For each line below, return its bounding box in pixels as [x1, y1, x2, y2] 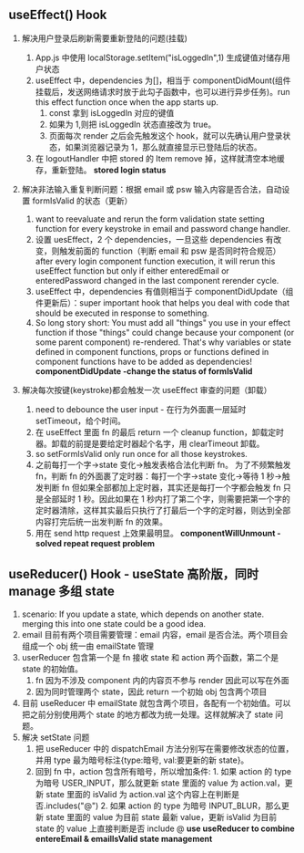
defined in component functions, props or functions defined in [35, 346, 269, 357]
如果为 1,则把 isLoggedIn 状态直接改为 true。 [48, 119, 217, 130]
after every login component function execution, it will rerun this [35, 255, 276, 266]
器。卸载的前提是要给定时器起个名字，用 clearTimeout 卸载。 [35, 438, 265, 449]
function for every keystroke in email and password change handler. [35, 223, 291, 234]
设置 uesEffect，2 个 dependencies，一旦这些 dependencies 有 [35, 234, 274, 244]
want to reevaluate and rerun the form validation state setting [35, 213, 265, 224]
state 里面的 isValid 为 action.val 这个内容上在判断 [46, 788, 232, 799]
